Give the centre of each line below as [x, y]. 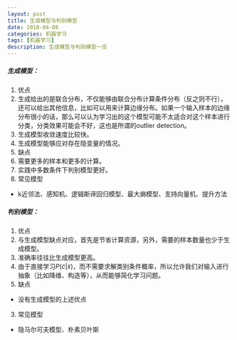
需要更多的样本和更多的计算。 [61, 161]
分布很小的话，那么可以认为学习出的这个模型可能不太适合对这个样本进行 [123, 116]
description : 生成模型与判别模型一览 [57, 47]
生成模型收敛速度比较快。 [55, 134]
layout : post [27, 14]
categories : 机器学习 [37, 34]
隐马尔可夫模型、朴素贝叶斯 [58, 329]
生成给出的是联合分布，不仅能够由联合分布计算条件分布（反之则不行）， [122, 99]
